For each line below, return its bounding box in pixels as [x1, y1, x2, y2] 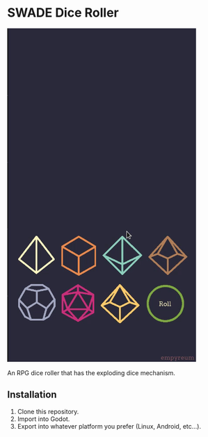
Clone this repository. [17, 407, 79, 415]
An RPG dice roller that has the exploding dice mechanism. [7, 368, 176, 377]
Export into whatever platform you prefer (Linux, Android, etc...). [17, 422, 202, 430]
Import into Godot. [17, 415, 70, 423]
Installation [7, 389, 57, 401]
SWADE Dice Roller [7, 5, 120, 21]
